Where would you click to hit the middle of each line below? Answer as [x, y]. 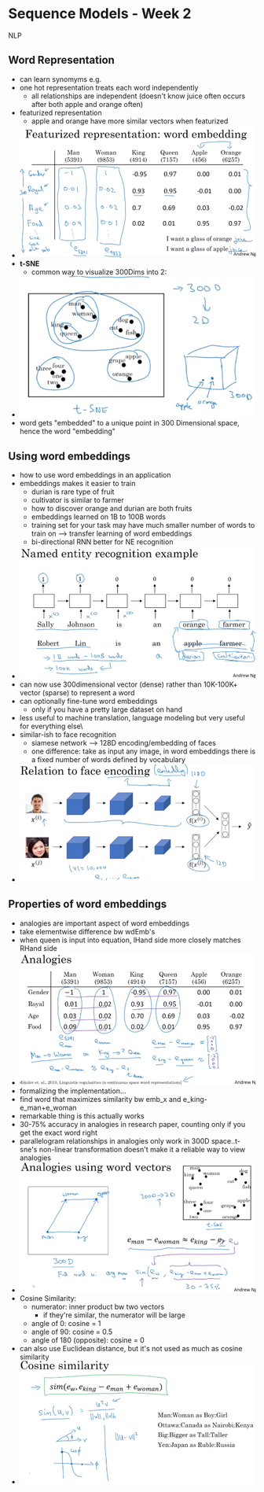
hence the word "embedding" [68, 431]
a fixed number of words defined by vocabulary [108, 760]
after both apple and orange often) [87, 104]
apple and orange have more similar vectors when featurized [130, 121]
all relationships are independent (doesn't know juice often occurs [138, 96]
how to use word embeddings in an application [95, 475]
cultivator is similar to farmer [77, 500]
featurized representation [60, 112]
